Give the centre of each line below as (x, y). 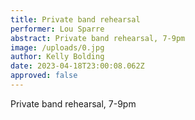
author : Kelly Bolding (57, 57)
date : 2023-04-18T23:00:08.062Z (77, 66)
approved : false (44, 76)
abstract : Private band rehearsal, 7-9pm (98, 38)
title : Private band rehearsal (75, 19)
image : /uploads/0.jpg (57, 47)
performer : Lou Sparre (57, 29)
